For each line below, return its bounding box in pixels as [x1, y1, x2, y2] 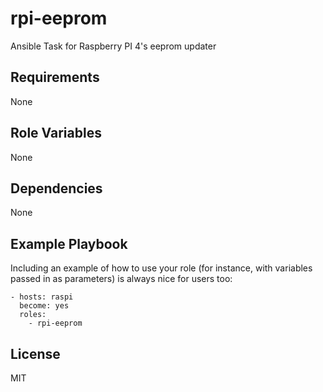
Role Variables [10, 125, 102, 142]
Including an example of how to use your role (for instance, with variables [10, 262, 313, 274]
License [10, 345, 61, 362]
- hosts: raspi [10, 292, 74, 302]
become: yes [19, 301, 70, 311]
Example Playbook [10, 235, 128, 252]
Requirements [10, 69, 100, 86]
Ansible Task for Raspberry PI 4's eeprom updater [10, 40, 217, 52]
